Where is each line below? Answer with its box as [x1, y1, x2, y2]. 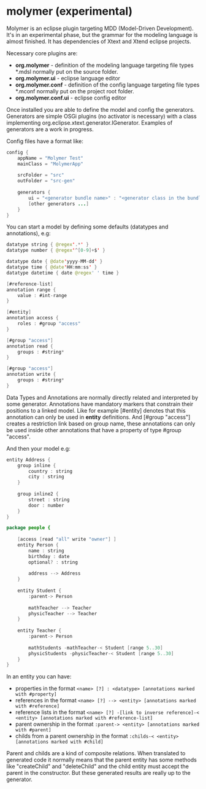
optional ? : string [28, 559, 78, 566]
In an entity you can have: [6, 673, 72, 680]
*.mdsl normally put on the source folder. [15, 68, 118, 75]
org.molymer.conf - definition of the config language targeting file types [15, 81, 200, 88]
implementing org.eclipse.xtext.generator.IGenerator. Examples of [6, 119, 173, 126]
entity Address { [6, 456, 51, 463]
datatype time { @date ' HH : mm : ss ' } [6, 264, 97, 271]
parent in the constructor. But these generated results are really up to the [6, 769, 191, 777]
